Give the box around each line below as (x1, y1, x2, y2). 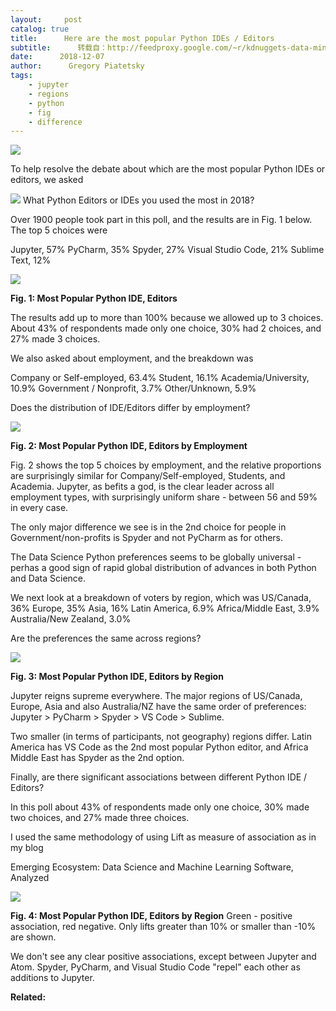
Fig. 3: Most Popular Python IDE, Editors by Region (10, 671, 224, 683)
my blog (10, 842, 44, 854)
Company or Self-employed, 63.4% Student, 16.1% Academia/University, (10, 372, 310, 384)
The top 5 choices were (10, 224, 108, 236)
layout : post (10, 14, 83, 25)
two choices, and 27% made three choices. (10, 812, 190, 824)
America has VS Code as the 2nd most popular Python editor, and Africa (10, 741, 309, 753)
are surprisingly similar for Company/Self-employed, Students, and (10, 470, 286, 482)
